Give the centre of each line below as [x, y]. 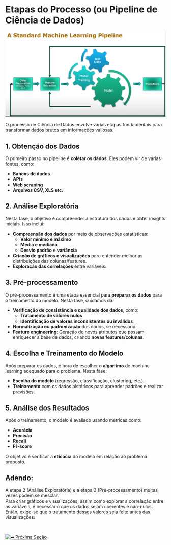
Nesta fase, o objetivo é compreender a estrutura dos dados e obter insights [85, 218]
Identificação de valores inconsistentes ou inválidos [77, 321]
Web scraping [28, 185]
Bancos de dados [31, 174]
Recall [19, 441]
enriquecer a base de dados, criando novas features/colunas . [78, 337]
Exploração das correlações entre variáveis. [60, 266]
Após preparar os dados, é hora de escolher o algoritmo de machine [78, 366]
